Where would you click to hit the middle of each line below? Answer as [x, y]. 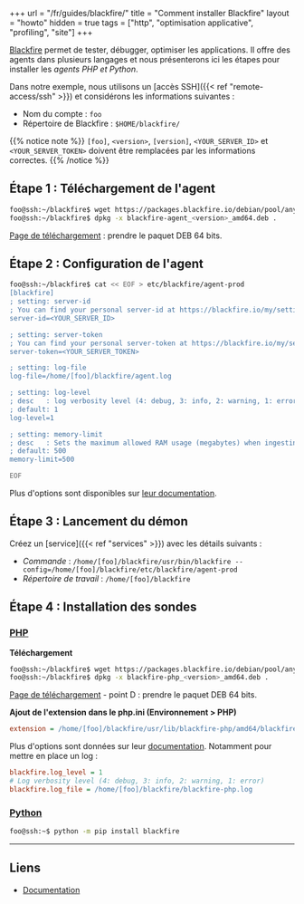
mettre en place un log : [53, 756]
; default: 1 [34, 409]
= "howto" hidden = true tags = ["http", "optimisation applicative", [132, 23]
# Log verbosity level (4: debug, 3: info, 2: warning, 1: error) [137, 781]
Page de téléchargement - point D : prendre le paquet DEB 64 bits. [133, 695]
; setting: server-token [56, 334]
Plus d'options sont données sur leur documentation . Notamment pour [141, 746]
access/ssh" [33, 96]
